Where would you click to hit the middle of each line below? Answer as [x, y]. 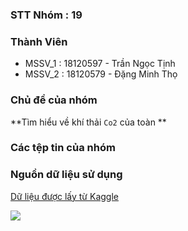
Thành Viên [39, 41]
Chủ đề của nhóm [54, 100]
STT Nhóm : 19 [46, 15]
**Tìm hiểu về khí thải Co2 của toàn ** [88, 122]
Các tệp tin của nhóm [63, 148]
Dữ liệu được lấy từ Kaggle [64, 196]
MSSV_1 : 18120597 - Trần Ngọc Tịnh [100, 64]
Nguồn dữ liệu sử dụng [66, 175]
